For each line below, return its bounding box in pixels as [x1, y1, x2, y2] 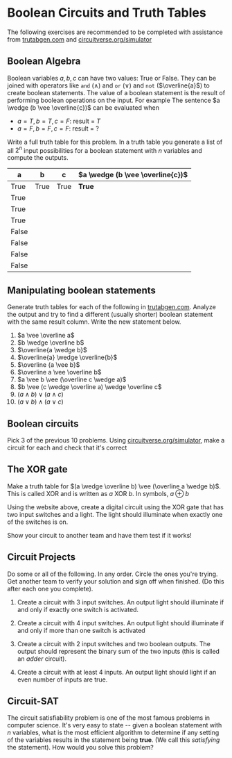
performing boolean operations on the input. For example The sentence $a [7, 96, 220, 104]
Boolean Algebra [7, 56, 81, 67]
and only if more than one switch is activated [17, 626, 145, 634]
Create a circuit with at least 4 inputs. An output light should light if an [17, 668, 217, 676]
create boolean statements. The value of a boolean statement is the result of [7, 88, 226, 97]
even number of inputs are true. [17, 675, 108, 684]
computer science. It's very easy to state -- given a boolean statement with [7, 721, 222, 730]
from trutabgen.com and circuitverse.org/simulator [7, 35, 152, 43]
